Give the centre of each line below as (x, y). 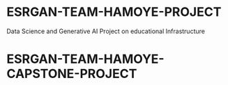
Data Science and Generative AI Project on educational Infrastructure (106, 31)
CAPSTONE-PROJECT (72, 74)
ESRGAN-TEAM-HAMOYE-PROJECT (114, 12)
